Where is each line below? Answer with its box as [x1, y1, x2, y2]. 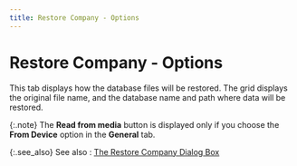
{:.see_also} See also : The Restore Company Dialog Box [9, 146, 220, 157]
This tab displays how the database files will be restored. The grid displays [9, 83, 288, 93]
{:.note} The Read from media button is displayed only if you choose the [9, 119, 280, 130]
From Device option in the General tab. [9, 129, 156, 140]
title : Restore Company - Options [9, 13, 140, 23]
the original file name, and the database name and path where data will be [9, 92, 286, 103]
